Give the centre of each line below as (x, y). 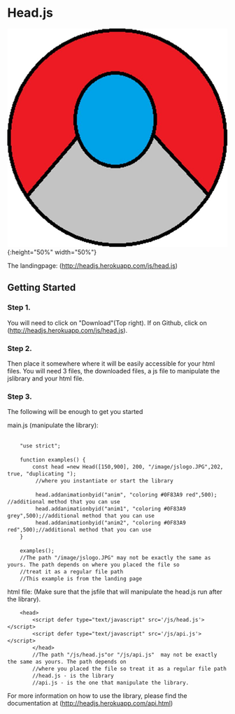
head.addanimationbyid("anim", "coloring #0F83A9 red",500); (126, 495)
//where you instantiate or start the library (104, 481)
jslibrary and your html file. (46, 378)
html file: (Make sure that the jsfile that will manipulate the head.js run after (115, 592)
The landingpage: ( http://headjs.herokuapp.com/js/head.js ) (93, 265)
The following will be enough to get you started (75, 412)
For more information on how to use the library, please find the (97, 696)
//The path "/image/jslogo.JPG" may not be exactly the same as (115, 558)
